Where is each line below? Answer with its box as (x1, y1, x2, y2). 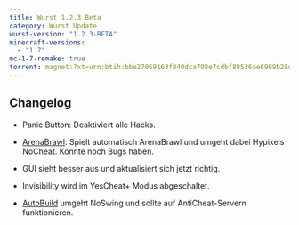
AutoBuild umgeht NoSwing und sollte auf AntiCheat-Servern (21, 197, 247, 208)
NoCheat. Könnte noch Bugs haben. (21, 146, 154, 157)
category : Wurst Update (9, 21, 98, 30)
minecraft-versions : (9, 37, 86, 47)
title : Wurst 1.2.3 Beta (9, 12, 101, 22)
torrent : (9, 63, 42, 72)
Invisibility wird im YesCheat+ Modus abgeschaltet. (21, 180, 210, 191)
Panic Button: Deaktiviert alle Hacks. (21, 119, 156, 130)
